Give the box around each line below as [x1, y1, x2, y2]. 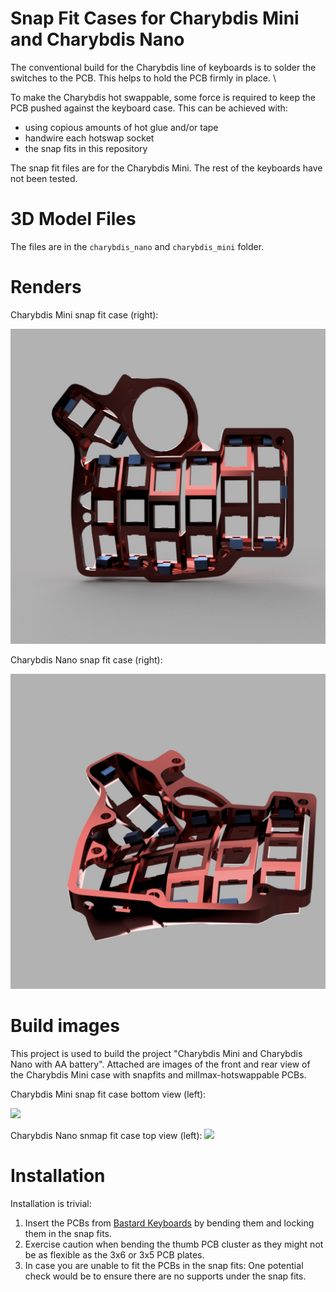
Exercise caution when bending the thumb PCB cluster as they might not [24, 1238, 324, 1250]
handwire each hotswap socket [24, 132, 155, 144]
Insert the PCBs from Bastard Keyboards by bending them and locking [24, 1217, 315, 1229]
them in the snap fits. [24, 1227, 113, 1239]
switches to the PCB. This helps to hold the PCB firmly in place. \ [10, 72, 277, 84]
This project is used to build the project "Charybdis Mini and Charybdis [10, 1047, 303, 1059]
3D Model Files [10, 208, 137, 231]
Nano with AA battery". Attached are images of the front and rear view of [10, 1058, 311, 1070]
